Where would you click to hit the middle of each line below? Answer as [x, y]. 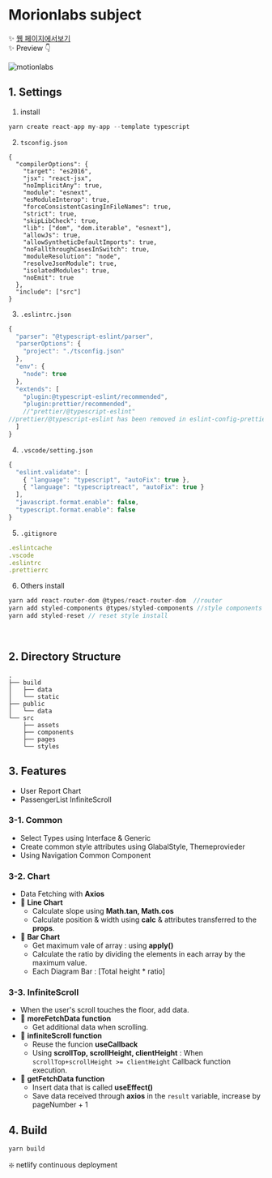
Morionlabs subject [75, 15]
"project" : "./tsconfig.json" [74, 351]
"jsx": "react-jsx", [57, 178]
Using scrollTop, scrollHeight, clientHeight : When [118, 1053]
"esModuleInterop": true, [67, 199]
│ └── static [34, 696]
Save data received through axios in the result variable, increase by [147, 1096]
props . [43, 928]
